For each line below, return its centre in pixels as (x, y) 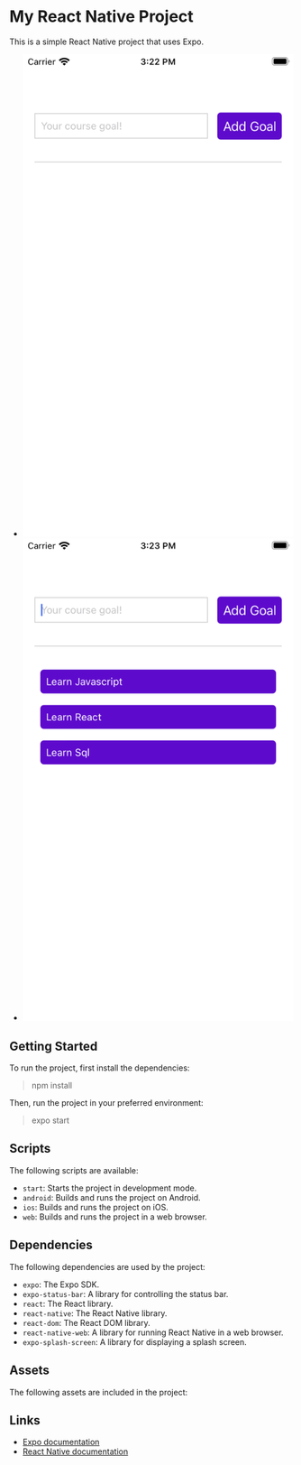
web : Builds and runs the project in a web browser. (114, 1217)
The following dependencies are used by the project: (107, 1266)
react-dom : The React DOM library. (86, 1322)
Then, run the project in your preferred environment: (106, 1103)
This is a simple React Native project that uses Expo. (107, 42)
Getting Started (54, 1046)
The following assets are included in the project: (99, 1392)
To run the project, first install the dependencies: (100, 1068)
